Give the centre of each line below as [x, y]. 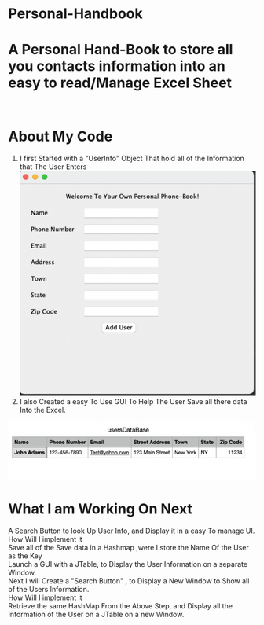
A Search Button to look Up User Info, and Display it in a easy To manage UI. [132, 531]
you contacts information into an [117, 66]
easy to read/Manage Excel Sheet [120, 83]
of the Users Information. [49, 589]
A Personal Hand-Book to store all [121, 50]
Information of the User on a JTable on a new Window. [96, 614]
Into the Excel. [42, 410]
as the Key [25, 556]
